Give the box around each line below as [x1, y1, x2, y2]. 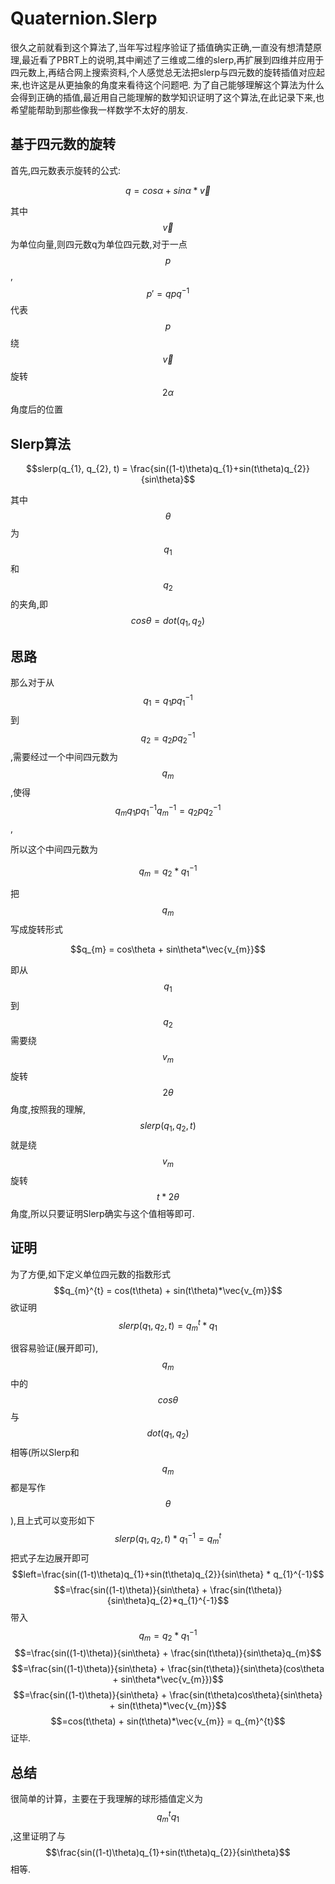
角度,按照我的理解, [10, 1103, 87, 1116]
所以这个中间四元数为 [10, 843, 98, 855]
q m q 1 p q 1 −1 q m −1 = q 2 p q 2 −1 [114, 803, 222, 819]
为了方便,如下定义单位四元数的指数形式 [10, 1268, 172, 1280]
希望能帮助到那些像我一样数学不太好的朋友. [10, 103, 189, 116]
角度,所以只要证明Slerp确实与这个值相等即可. [10, 1207, 195, 1219]
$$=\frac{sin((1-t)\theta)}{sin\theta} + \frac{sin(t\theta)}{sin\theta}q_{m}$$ [14, 1647, 322, 1659]
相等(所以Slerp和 [10, 1446, 80, 1458]
